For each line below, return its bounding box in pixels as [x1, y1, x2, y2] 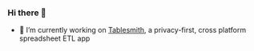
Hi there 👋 [7, 7, 47, 18]
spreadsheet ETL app [18, 33, 91, 43]
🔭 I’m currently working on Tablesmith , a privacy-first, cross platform [18, 25, 246, 35]
